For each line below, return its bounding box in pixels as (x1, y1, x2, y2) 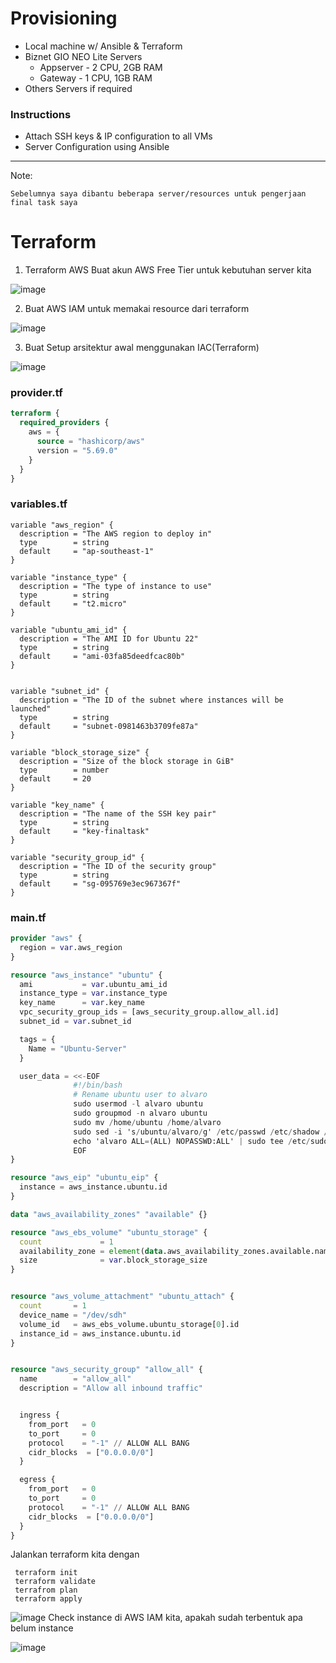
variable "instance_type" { (10, 572, 128, 582)
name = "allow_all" (19, 1374, 132, 1384)
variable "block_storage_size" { (10, 747, 150, 757)
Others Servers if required (24, 82, 133, 94)
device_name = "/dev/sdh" (19, 1310, 128, 1320)
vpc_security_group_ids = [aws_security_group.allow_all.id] (19, 1007, 280, 1017)
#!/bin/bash (73, 1080, 123, 1091)
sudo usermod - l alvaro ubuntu (73, 1099, 203, 1109)
